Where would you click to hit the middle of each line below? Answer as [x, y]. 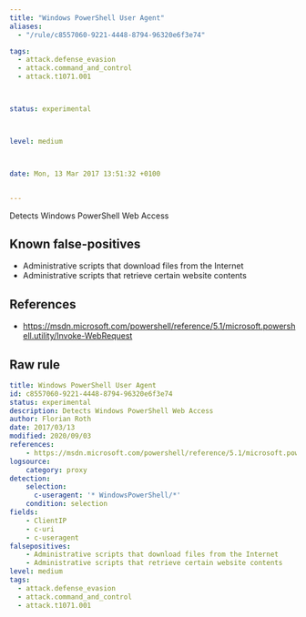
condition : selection [66, 504]
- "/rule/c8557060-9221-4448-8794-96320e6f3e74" [112, 35]
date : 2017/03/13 [42, 428]
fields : [24, 512]
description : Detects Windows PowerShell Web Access [112, 410]
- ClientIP [46, 521]
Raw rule [35, 364]
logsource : [30, 461]
